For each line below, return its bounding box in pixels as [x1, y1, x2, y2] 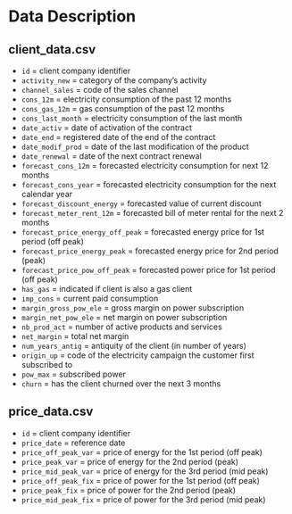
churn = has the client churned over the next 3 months [21, 378, 221, 389]
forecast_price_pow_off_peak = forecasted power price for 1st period [21, 265, 276, 275]
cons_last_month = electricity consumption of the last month [21, 113, 243, 123]
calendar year [21, 189, 73, 199]
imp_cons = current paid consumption [21, 293, 159, 303]
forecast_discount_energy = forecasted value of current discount [21, 198, 263, 209]
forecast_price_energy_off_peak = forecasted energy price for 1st [21, 227, 265, 237]
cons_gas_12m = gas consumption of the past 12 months [21, 104, 225, 113]
